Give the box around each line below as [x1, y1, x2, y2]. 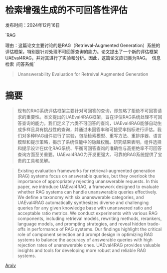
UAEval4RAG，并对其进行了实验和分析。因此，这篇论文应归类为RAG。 [5, 54, 150, 60]
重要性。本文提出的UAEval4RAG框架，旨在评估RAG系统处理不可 [26, 113, 158, 120]
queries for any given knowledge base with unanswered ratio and [17, 204, 152, 210]
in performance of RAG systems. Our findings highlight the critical [26, 226, 162, 232]
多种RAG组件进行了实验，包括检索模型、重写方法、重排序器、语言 [26, 132, 162, 138]
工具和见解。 [26, 157, 53, 163]
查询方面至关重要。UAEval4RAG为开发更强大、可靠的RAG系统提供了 [17, 151, 158, 157]
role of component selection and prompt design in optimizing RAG [17, 231, 153, 237]
